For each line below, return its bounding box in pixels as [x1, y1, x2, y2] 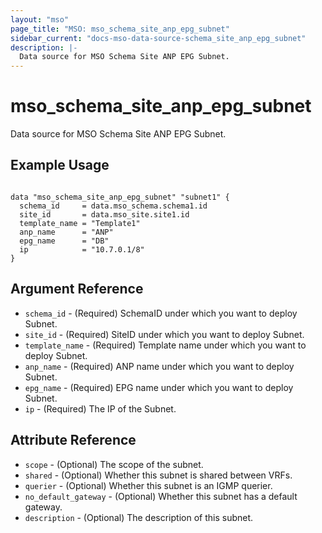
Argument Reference [10, 281, 144, 298]
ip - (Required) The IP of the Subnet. [24, 402, 177, 415]
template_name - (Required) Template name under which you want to [24, 339, 307, 351]
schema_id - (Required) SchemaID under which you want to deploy [24, 307, 298, 319]
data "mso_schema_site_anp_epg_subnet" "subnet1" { [10, 192, 230, 202]
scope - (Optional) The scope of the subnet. [24, 458, 204, 470]
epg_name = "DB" [19, 236, 110, 246]
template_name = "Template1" [19, 218, 141, 228]
